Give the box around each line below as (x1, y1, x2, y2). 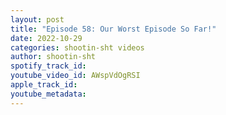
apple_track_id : (10, 80, 78, 90)
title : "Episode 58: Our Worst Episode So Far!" (10, 24, 217, 34)
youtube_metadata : (10, 89, 87, 99)
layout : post (10, 14, 65, 25)
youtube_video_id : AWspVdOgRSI (10, 71, 141, 81)
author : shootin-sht (10, 52, 97, 62)
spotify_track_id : (10, 61, 87, 71)
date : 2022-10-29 (10, 33, 83, 43)
